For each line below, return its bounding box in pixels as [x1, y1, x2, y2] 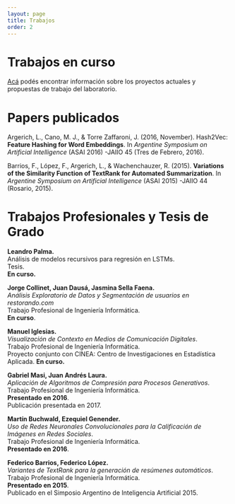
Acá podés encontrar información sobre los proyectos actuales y [7, 77, 196, 86]
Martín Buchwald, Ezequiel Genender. [7, 415, 121, 423]
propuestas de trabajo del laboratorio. [7, 85, 118, 93]
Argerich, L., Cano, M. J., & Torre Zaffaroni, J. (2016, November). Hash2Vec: [7, 133, 228, 141]
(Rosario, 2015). [7, 184, 54, 193]
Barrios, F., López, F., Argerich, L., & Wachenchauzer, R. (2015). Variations [7, 162, 224, 170]
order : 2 [7, 23, 33, 30]
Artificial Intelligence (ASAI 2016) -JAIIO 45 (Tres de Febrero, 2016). [7, 148, 205, 156]
